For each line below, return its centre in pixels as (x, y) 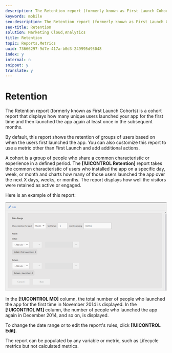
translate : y (19, 70)
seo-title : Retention (28, 27)
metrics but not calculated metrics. (42, 346)
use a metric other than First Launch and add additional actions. (72, 148)
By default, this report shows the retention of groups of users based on (80, 137)
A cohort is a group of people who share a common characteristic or (78, 158)
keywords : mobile (24, 16)
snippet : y (17, 65)
